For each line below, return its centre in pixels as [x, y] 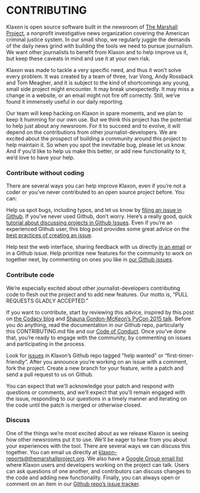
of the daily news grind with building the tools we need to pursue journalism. [100, 46]
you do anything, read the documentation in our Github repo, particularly [95, 324]
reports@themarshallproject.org [45, 458]
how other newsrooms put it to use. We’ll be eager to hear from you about [97, 439]
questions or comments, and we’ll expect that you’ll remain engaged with [96, 392]
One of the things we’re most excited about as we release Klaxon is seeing [97, 433]
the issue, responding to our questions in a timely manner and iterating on [97, 398]
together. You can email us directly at [52, 452]
